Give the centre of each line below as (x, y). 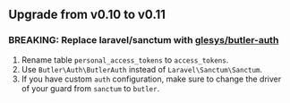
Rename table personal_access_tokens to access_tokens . (125, 60)
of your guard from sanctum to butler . (90, 88)
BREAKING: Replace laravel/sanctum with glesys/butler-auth (144, 40)
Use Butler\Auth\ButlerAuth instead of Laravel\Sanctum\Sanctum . (142, 69)
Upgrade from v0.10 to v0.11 (87, 15)
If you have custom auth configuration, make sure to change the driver (151, 79)
